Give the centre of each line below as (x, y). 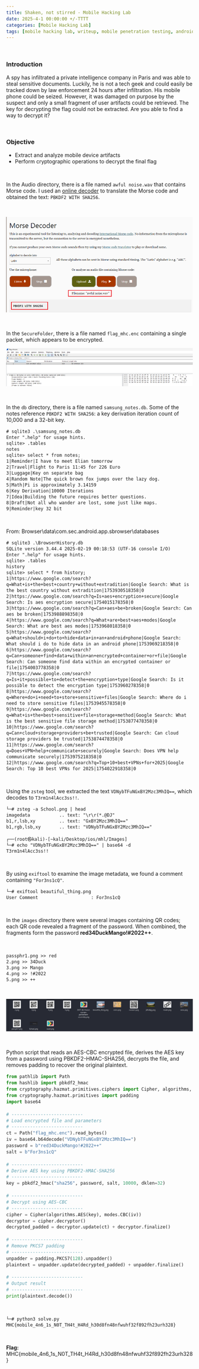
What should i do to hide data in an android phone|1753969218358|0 (92, 644)
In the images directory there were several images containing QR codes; (93, 920)
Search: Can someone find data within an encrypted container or (88, 662)
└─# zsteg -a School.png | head (46, 809)
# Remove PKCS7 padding (36, 1246)
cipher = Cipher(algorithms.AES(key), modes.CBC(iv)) (74, 1215)
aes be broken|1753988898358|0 (45, 614)
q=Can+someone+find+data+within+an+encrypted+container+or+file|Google (96, 656)
